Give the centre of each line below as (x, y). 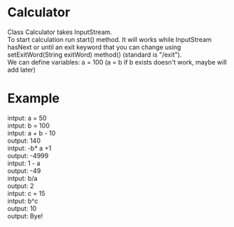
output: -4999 (28, 155)
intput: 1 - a (24, 163)
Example (33, 98)
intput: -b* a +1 (30, 148)
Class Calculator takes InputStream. (60, 32)
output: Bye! (25, 216)
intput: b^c (23, 201)
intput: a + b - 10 (32, 133)
